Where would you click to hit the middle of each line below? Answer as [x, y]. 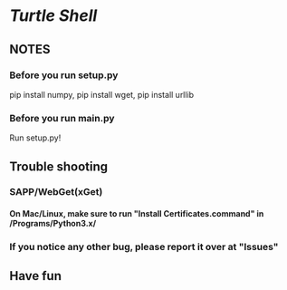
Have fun [35, 276]
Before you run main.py [62, 118]
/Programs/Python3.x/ [53, 224]
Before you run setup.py [64, 75]
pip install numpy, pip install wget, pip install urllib [102, 94]
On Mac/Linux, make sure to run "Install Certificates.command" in [137, 214]
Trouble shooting [59, 166]
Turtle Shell [53, 16]
